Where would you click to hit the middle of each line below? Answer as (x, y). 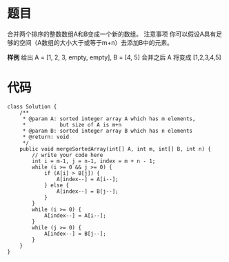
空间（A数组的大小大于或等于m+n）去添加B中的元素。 (96, 42)
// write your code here (68, 155)
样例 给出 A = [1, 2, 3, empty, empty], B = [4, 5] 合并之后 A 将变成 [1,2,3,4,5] (114, 57)
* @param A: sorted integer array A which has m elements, (109, 119)
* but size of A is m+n (72, 124)
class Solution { (32, 106)
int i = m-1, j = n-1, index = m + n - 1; (94, 161)
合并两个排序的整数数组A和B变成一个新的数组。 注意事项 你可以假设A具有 (112, 34)
